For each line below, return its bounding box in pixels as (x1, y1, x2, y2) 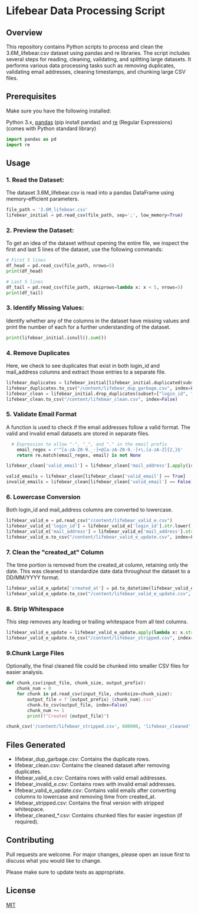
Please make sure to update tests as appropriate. (6, 868, 126, 876)
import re (6, 141, 31, 148)
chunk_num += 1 (27, 707, 65, 714)
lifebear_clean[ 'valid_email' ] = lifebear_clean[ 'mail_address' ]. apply (6, 463, 186, 469)
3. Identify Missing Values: (6, 303, 84, 312)
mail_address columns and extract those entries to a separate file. (6, 368, 166, 375)
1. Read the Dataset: (6, 176, 65, 184)
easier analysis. (6, 669, 44, 676)
